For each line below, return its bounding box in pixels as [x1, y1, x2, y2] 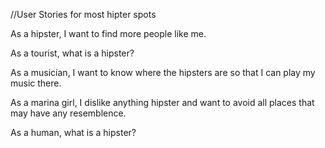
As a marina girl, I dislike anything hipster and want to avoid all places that [10, 97, 315, 108]
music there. [10, 77, 62, 89]
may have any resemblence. [10, 107, 127, 119]
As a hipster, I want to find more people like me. [10, 28, 207, 39]
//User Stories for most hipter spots [10, 9, 157, 20]
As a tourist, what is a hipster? [10, 47, 135, 59]
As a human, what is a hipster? [10, 127, 137, 138]
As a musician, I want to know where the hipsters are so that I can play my [10, 67, 316, 78]
